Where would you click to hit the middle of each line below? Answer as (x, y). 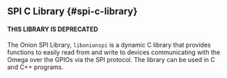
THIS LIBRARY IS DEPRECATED (53, 29)
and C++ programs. (36, 67)
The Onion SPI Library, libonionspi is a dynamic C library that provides (109, 45)
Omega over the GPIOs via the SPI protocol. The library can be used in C (111, 59)
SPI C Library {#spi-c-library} (72, 11)
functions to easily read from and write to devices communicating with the (114, 52)
